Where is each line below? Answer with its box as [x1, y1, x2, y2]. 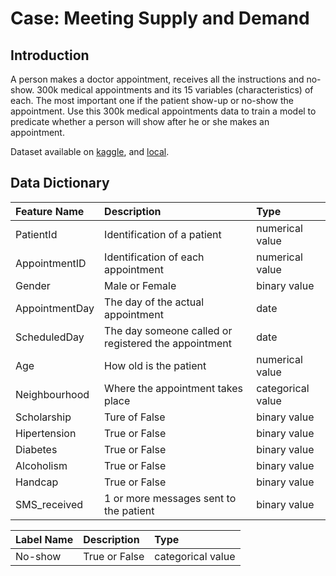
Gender [15, 278, 51, 292]
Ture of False [104, 410, 166, 424]
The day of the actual [104, 295, 205, 309]
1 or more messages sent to [104, 491, 237, 505]
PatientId [15, 227, 58, 241]
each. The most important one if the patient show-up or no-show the [10, 95, 294, 106]
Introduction [10, 47, 90, 64]
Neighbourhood [15, 387, 90, 401]
